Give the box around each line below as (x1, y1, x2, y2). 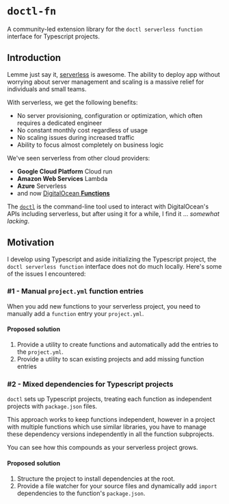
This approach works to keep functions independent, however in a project (7, 416, 215, 424)
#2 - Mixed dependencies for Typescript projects (7, 379, 174, 389)
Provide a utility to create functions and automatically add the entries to (16, 341, 219, 349)
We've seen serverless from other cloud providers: (7, 154, 150, 162)
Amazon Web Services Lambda (16, 174, 108, 182)
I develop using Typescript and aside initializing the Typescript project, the (7, 255, 217, 263)
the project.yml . (16, 348, 64, 356)
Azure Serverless (16, 182, 67, 190)
